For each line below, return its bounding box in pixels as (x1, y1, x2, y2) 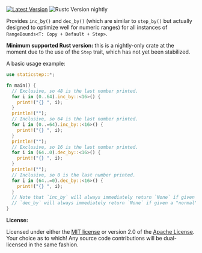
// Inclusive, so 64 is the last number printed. (11, 116, 138, 122)
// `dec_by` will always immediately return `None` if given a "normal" (11, 200, 198, 206)
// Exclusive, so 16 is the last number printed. (11, 144, 138, 150)
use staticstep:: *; (6, 72, 55, 78)
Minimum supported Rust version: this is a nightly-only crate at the (6, 42, 174, 49)
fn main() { (6, 82, 36, 89)
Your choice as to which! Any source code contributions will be (6, 235, 162, 242)
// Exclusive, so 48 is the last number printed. (11, 88, 138, 94)
